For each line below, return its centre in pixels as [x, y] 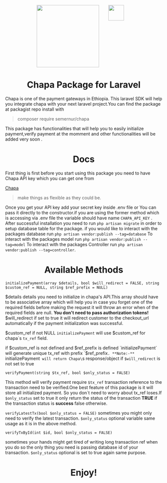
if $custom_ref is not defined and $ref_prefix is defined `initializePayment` [81, 348]
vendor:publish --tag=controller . [40, 250]
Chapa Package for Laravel [84, 85]
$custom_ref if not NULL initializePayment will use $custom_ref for [75, 333]
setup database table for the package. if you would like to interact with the [82, 228]
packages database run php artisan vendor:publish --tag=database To [79, 234]
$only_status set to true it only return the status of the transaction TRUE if [81, 398]
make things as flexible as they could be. [59, 197]
